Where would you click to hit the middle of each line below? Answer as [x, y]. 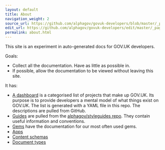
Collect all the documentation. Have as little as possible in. [71, 65]
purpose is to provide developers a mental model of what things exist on [85, 100]
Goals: [12, 56]
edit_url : [15, 28]
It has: [12, 86]
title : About [18, 14]
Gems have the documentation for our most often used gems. [75, 126]
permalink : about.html [28, 32]
